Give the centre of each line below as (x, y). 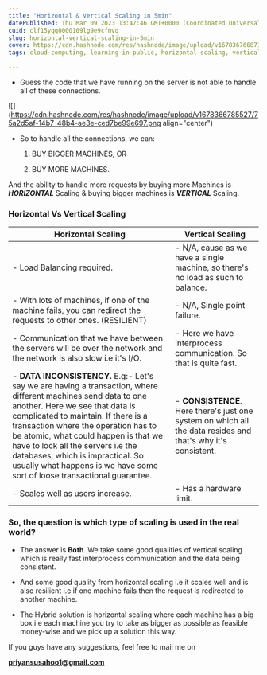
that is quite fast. (206, 363)
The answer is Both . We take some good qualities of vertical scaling (131, 549)
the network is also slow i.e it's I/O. (77, 358)
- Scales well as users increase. (72, 494)
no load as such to (209, 278)
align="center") (188, 123)
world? (22, 533)
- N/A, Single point (210, 306)
